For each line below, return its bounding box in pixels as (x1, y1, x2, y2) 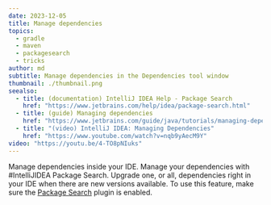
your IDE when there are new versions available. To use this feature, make (8, 178, 254, 188)
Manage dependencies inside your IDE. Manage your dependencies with (8, 161, 250, 171)
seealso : (8, 86, 38, 95)
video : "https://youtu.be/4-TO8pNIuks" (8, 139, 143, 148)
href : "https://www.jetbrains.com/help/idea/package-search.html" (23, 102, 251, 110)
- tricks (15, 57, 45, 65)
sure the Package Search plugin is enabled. (8, 187, 153, 197)
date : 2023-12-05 (8, 11, 67, 20)
